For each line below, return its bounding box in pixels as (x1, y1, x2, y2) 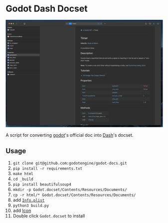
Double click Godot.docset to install (12, 213, 85, 219)
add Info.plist (12, 197, 45, 203)
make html (12, 172, 34, 177)
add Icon (12, 208, 31, 214)
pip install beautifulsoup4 (12, 182, 71, 187)
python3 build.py (12, 203, 49, 209)
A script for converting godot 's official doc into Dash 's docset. (5, 132, 134, 138)
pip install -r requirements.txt (12, 166, 83, 171)
